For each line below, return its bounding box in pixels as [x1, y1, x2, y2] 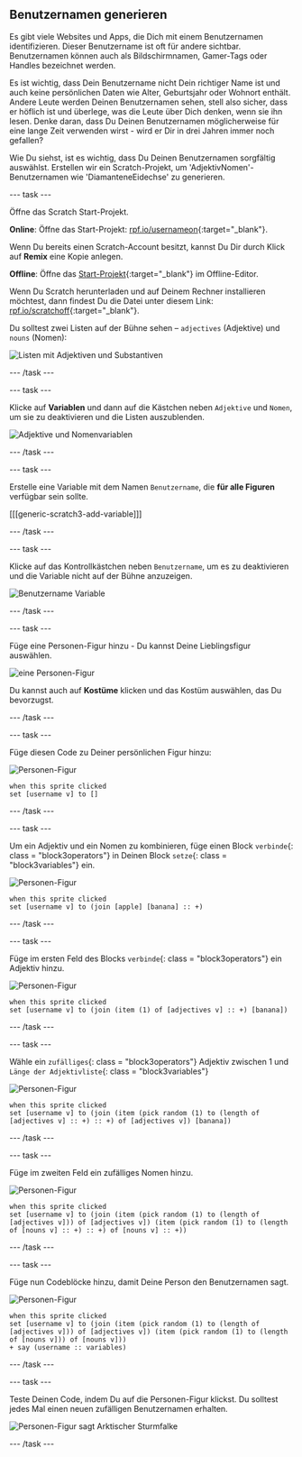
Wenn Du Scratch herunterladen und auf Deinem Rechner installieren [9, 286, 266, 297]
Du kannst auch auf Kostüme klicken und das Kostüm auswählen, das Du [9, 684, 282, 695]
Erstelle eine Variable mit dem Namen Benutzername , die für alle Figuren [9, 481, 275, 492]
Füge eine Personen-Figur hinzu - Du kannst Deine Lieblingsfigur [9, 640, 252, 651]
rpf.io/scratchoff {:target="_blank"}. [9, 305, 140, 316]
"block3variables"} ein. [9, 859, 96, 870]
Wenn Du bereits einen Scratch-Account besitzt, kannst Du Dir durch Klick [9, 241, 286, 252]
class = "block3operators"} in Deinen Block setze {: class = [9, 849, 227, 860]
